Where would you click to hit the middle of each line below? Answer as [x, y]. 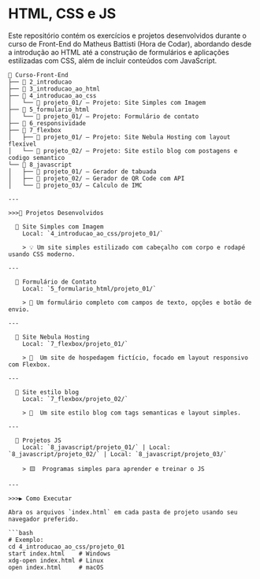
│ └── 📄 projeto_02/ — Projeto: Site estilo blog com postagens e [123, 150]
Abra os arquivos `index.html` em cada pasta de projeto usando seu [123, 512]
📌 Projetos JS [38, 440]
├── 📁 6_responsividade [47, 123]
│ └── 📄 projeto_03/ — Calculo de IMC [76, 185]
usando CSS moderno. [42, 254]
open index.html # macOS [56, 567]
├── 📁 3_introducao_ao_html [54, 89]
